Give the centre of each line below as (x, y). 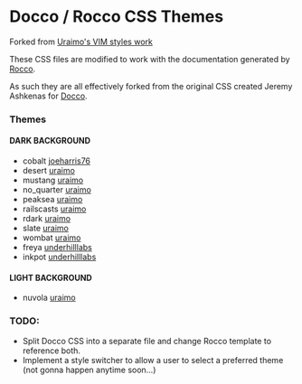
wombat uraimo (52, 238)
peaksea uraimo (52, 200)
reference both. (52, 351)
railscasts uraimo (54, 209)
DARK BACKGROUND (50, 141)
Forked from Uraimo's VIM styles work (81, 42)
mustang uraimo (53, 180)
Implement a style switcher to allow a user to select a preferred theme (153, 360)
